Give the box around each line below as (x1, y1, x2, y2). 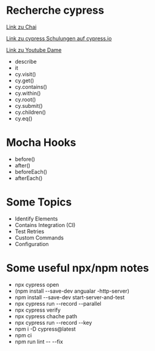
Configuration (14, 240, 49, 247)
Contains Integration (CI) (14, 221, 76, 228)
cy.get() (14, 77, 35, 84)
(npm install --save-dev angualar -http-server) (14, 287, 129, 294)
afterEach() (14, 174, 43, 182)
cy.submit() (14, 102, 43, 109)
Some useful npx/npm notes (6, 262, 149, 275)
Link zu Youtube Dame (6, 46, 62, 54)
